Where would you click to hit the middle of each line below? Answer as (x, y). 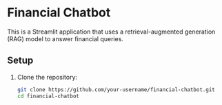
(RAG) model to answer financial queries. (65, 38)
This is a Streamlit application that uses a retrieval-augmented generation (111, 32)
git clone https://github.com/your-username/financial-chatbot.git (116, 90)
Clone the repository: (47, 77)
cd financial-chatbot (48, 96)
